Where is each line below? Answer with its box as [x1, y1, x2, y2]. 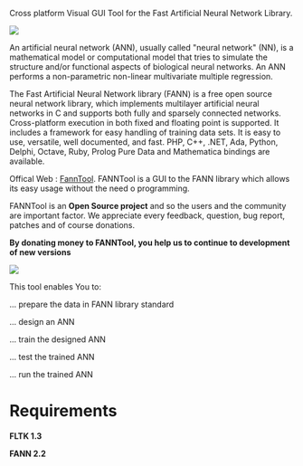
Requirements [9, 401, 118, 422]
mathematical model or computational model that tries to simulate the [9, 52, 269, 62]
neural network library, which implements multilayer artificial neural [9, 99, 260, 109]
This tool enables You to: [9, 281, 102, 292]
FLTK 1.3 [9, 430, 43, 442]
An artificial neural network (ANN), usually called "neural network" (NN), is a [9, 43, 294, 52]
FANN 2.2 [9, 448, 47, 459]
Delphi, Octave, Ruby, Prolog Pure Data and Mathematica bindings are [9, 147, 270, 157]
